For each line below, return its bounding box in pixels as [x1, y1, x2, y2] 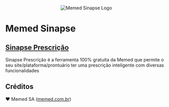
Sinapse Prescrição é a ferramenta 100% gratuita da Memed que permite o [5, 57, 164, 62]
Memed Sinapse [5, 23, 76, 34]
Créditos [5, 82, 34, 91]
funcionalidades [5, 68, 40, 74]
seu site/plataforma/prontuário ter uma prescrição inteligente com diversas [5, 62, 164, 68]
